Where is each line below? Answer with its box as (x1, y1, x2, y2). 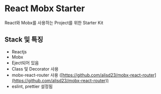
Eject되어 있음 (11, 60, 39, 66)
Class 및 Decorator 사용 (11, 66, 59, 71)
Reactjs (11, 48, 27, 54)
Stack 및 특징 (4, 35, 43, 44)
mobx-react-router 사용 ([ (11, 72, 63, 78)
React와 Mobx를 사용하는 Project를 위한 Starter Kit (4, 20, 103, 25)
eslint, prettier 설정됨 (11, 83, 53, 89)
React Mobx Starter (4, 3, 85, 14)
